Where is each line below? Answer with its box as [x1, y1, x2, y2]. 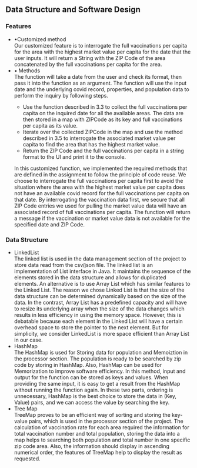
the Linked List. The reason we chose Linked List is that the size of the [14, 286, 185, 293]
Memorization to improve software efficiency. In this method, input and [14, 367, 186, 375]
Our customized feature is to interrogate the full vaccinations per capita [14, 42, 188, 49]
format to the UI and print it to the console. [22, 153, 126, 161]
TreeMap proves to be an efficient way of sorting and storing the [14, 411, 171, 418]
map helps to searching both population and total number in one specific [14, 436, 191, 443]
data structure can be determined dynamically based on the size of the [14, 292, 186, 299]
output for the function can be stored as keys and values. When [14, 373, 169, 381]
